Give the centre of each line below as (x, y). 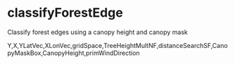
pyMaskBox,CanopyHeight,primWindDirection (74, 53)
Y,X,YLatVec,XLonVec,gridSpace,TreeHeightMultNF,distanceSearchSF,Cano (118, 45)
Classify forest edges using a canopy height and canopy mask (97, 32)
